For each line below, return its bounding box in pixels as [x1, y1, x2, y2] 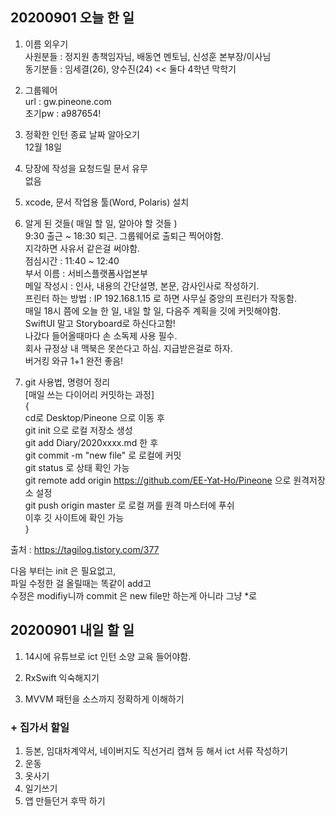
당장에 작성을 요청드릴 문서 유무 [24, 162, 148, 174]
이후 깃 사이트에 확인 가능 [24, 511, 125, 523]
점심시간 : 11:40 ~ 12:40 [24, 254, 120, 267]
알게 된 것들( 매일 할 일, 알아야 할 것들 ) [24, 217, 178, 229]
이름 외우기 [24, 38, 69, 50]
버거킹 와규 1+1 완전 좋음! [24, 354, 124, 367]
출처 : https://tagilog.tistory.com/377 [10, 543, 160, 555]
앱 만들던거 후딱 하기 [24, 794, 106, 807]
